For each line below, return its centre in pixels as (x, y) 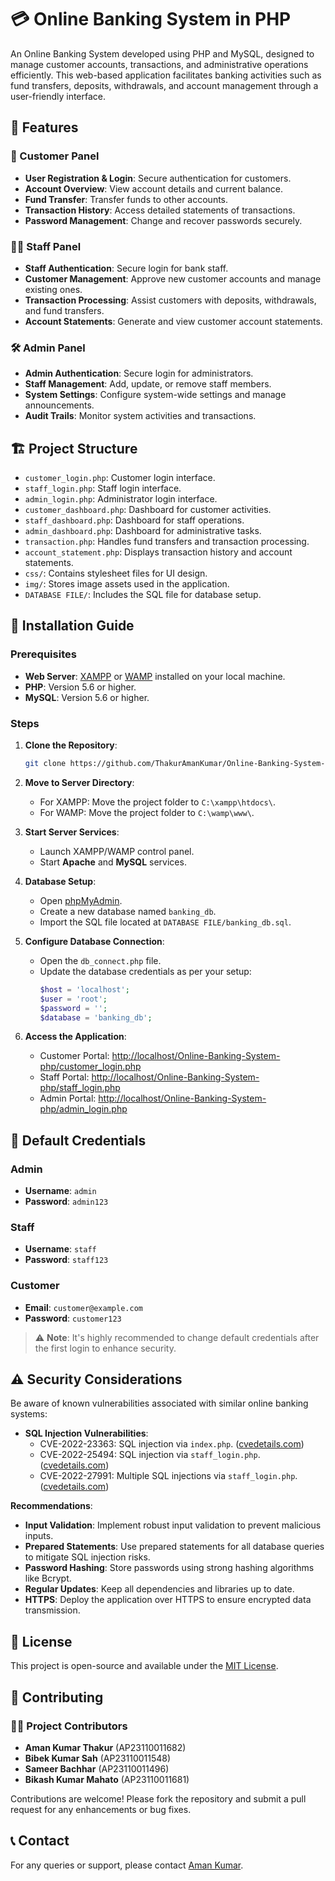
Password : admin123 (66, 1202)
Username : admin (60, 1191)
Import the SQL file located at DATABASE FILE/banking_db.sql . (165, 922)
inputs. (39, 1536)
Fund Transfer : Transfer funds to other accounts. (126, 199)
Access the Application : (75, 1037)
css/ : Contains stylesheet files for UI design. (116, 573)
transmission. (52, 1610)
